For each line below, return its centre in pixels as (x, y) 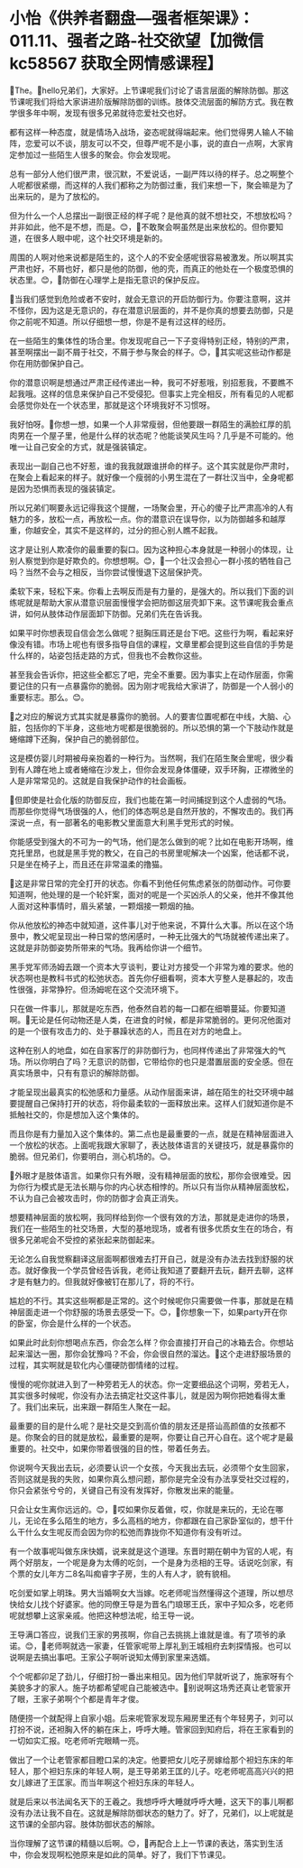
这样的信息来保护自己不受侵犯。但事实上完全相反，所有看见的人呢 (163, 393)
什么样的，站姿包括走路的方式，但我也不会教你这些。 (108, 655)
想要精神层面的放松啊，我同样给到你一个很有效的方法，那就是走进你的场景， (151, 1217)
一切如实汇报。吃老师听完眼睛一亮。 (77, 1740)
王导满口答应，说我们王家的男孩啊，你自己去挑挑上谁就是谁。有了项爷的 (143, 1634)
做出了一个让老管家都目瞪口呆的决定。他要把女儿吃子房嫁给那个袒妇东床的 (147, 1760)
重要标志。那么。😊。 (49, 697)
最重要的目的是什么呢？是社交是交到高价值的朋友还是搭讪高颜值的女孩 (140, 1426)
